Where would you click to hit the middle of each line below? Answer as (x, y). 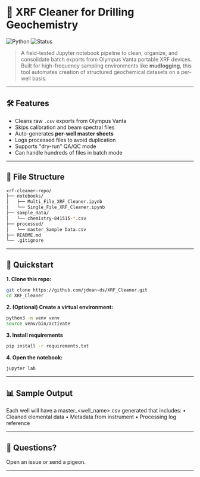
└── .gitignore (25, 241)
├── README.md (24, 235)
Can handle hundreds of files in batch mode (69, 152)
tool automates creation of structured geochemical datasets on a (100, 72)
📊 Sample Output (40, 393)
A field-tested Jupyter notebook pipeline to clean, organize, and (99, 53)
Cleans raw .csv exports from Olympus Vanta (71, 121)
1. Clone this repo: (29, 279)
